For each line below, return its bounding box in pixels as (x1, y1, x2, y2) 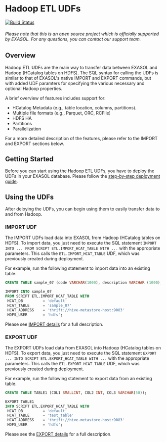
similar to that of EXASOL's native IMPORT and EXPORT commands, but (5, 75, 152, 81)
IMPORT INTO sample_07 (5, 289, 52, 295)
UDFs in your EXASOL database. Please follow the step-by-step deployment (5, 173, 161, 179)
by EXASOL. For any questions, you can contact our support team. (5, 36, 141, 42)
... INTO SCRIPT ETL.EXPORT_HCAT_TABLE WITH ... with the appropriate (5, 355, 150, 361)
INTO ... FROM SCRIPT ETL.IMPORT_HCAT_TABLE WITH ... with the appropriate (5, 246, 161, 251)
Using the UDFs (5, 193, 54, 201)
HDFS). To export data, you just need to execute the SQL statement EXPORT (5, 350, 157, 356)
